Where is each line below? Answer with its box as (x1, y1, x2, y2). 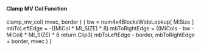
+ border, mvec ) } (6, 38, 52, 45)
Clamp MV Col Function (6, 5, 68, 12)
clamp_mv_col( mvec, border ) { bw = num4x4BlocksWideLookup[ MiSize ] (6, 18, 194, 25)
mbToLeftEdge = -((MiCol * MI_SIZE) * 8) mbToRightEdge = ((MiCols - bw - (6, 25, 195, 32)
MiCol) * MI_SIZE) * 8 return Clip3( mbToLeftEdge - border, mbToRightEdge (6, 31, 195, 39)
